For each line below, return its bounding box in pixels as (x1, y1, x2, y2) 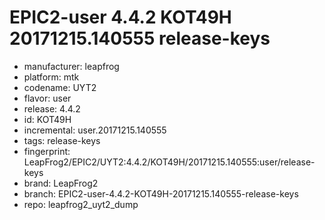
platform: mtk (23, 71, 80, 83)
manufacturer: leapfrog (23, 60, 120, 72)
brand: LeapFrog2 (23, 177, 99, 189)
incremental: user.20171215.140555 (23, 124, 167, 136)
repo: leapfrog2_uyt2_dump (23, 198, 139, 210)
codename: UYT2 (23, 81, 97, 93)
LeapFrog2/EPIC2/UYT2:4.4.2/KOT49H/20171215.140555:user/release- (23, 156, 316, 168)
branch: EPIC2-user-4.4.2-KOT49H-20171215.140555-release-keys (23, 187, 299, 200)
